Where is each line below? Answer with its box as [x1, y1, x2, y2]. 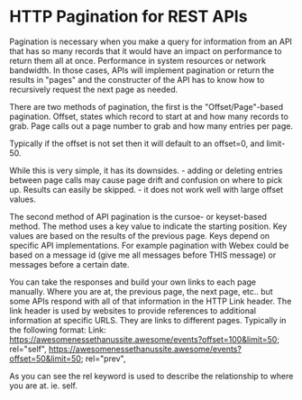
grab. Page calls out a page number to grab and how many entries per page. [9, 120, 293, 132]
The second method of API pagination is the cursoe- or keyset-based [9, 211, 268, 222]
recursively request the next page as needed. [9, 84, 178, 95]
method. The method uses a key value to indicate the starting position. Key [9, 221, 288, 232]
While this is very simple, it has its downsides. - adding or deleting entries [9, 165, 283, 176]
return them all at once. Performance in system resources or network [9, 55, 266, 66]
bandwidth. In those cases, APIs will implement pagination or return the [9, 65, 275, 76]
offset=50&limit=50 [9, 353, 81, 364]
